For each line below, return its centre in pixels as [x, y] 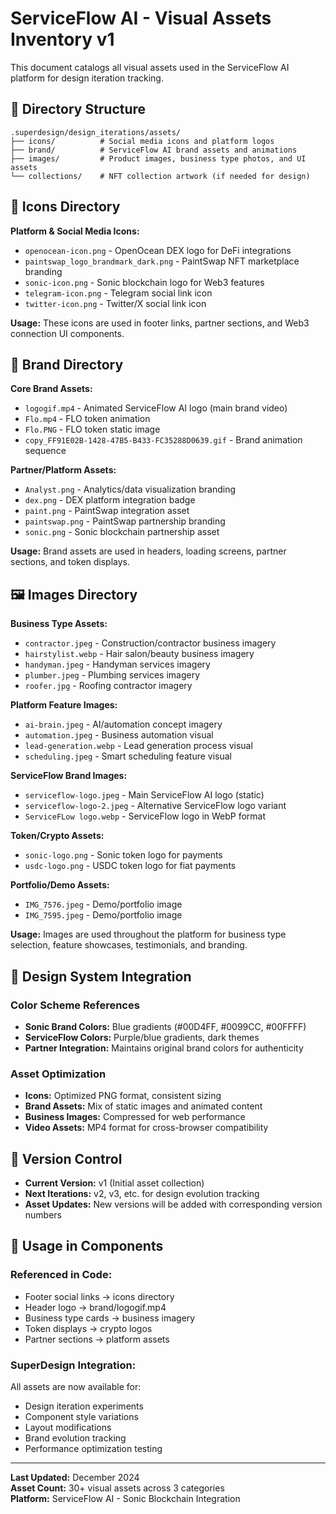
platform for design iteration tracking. [87, 78]
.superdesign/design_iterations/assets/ [96, 132]
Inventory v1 [62, 39]
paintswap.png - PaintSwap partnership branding [125, 521]
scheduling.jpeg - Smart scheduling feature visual [128, 756]
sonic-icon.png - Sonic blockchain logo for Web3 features [144, 282]
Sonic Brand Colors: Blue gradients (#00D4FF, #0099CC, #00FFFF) [165, 1026]
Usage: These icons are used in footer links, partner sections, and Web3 [160, 323]
